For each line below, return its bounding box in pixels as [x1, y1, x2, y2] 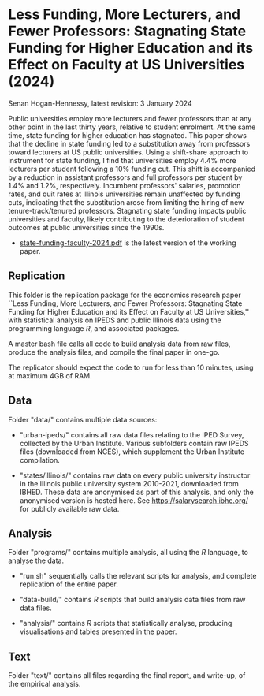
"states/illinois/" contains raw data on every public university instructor [19, 471, 251, 480]
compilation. [19, 455, 61, 464]
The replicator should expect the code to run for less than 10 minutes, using [8, 363, 254, 372]
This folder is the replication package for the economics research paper [8, 290, 242, 300]
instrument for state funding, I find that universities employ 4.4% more [8, 155, 236, 165]
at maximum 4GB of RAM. [8, 370, 92, 380]
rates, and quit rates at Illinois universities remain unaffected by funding [8, 189, 241, 199]
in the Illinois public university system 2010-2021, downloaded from [19, 478, 239, 488]
